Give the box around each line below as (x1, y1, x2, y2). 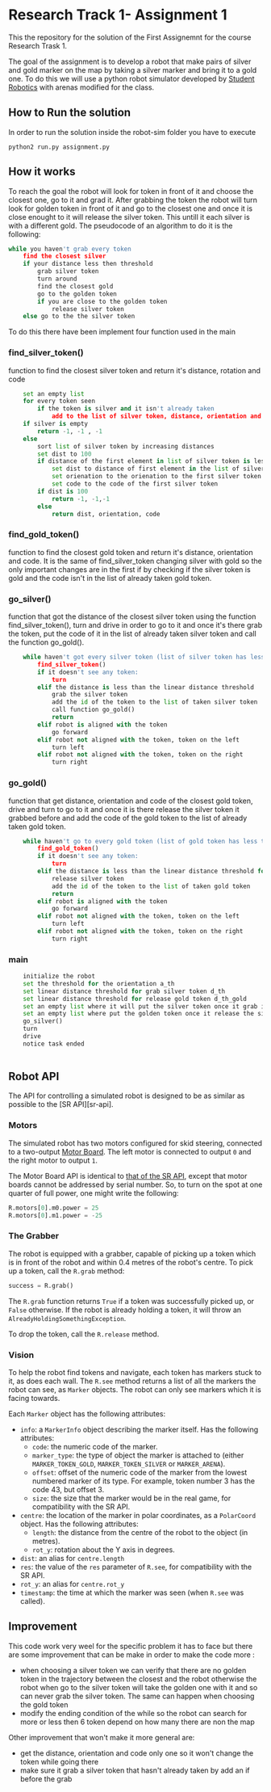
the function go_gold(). (8, 637, 85, 647)
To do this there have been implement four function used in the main (8, 327, 236, 337)
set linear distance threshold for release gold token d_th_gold (23, 995, 248, 1003)
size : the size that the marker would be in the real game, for (31, 1493, 231, 1503)
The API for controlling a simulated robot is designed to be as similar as (8, 1091, 245, 1100)
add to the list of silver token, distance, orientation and (51, 412, 262, 421)
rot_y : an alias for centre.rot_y (19, 1580, 125, 1588)
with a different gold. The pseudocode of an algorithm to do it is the (8, 221, 233, 230)
